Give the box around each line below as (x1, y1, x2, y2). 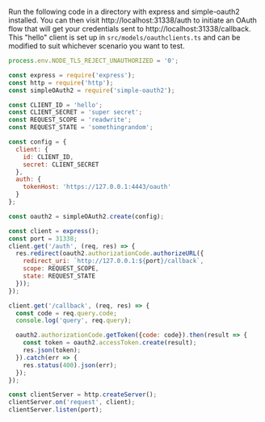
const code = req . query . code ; (15, 309, 117, 317)
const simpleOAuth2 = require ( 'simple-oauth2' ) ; (8, 86, 175, 94)
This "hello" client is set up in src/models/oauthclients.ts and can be (8, 32, 241, 42)
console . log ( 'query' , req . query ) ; (15, 316, 132, 325)
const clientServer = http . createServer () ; (8, 391, 158, 399)
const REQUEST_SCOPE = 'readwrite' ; (8, 116, 132, 124)
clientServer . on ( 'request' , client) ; (8, 399, 136, 407)
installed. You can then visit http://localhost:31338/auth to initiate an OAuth (8, 15, 257, 25)
